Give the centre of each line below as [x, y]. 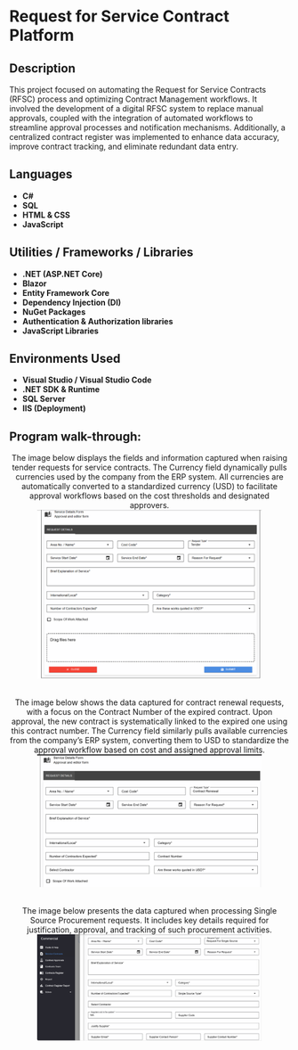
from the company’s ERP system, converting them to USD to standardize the [149, 741]
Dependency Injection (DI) [72, 302]
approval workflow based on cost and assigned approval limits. [149, 750]
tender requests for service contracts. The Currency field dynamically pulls [149, 468]
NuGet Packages [54, 312]
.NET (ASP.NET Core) [62, 274]
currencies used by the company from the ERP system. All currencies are [149, 477]
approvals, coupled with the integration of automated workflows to [131, 118]
